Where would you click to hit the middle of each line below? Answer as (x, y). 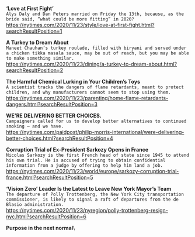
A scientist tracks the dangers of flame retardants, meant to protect (95, 87)
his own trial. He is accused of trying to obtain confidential (86, 160)
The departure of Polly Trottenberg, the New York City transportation (95, 194)
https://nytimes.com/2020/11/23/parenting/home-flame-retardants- (87, 98)
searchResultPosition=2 (35, 70)
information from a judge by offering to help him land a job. (85, 166)
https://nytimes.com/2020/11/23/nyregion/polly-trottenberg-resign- (87, 210)
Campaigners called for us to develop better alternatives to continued (96, 121)
